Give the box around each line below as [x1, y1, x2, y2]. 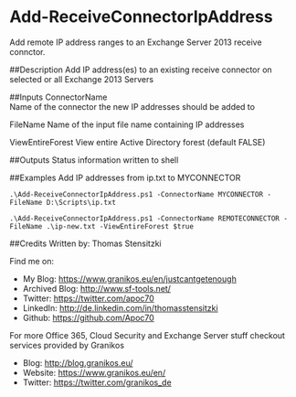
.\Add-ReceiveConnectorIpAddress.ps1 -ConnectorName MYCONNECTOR [9, 189, 263, 198]
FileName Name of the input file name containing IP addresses [9, 119, 245, 130]
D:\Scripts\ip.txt [46, 198, 117, 207]
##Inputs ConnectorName [9, 91, 108, 102]
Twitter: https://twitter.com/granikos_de [22, 377, 172, 388]
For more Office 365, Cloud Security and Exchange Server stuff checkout [9, 329, 286, 340]
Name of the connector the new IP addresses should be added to [9, 101, 256, 112]
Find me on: [9, 255, 55, 266]
